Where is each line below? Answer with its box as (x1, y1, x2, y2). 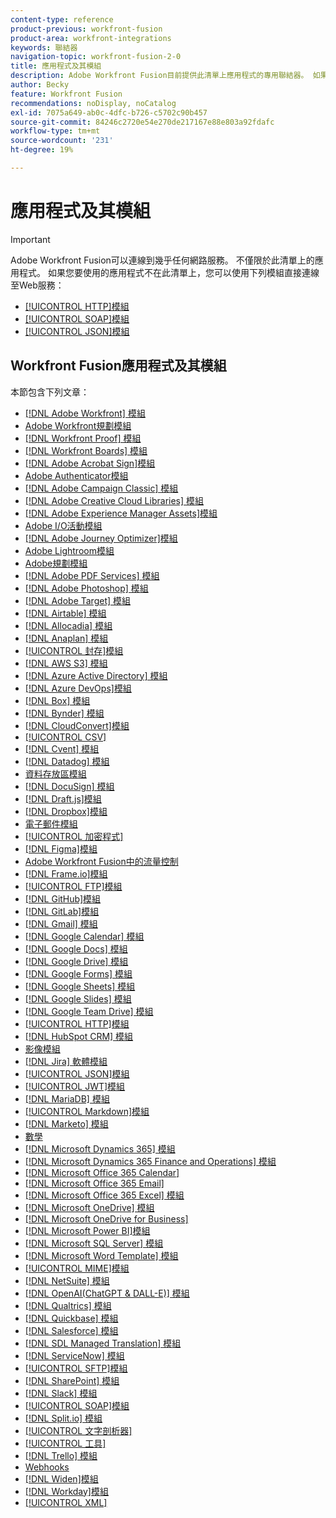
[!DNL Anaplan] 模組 (24, 632, 109, 644)
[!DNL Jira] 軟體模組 (24, 1055, 108, 1067)
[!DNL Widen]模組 (24, 1472, 99, 1485)
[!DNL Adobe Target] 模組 (24, 594, 132, 606)
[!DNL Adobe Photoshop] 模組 (24, 582, 149, 594)
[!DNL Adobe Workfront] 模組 (24, 407, 146, 419)
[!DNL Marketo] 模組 (24, 1117, 109, 1130)
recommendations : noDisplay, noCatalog (10, 98, 177, 108)
